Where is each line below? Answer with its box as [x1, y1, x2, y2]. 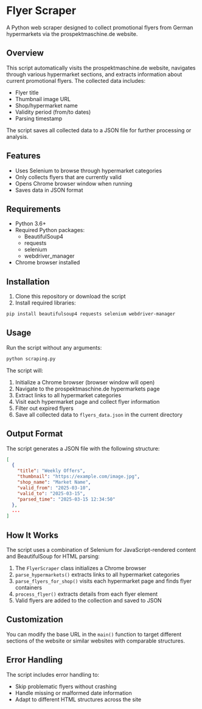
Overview [6, 48, 44, 58]
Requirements [6, 203, 61, 214]
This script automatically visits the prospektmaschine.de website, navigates [6, 64, 196, 71]
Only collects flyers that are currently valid [15, 173, 122, 180]
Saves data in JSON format [15, 186, 83, 194]
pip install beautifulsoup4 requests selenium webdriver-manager [6, 311, 175, 317]
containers [15, 584, 43, 591]
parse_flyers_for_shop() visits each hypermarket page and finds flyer [15, 577, 192, 585]
